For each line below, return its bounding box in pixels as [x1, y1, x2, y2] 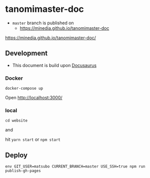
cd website [5, 118, 28, 123]
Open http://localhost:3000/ [5, 95, 63, 101]
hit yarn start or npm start [5, 136, 61, 142]
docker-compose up [5, 86, 43, 91]
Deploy [5, 151, 28, 159]
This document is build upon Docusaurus [12, 62, 97, 68]
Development [5, 49, 48, 58]
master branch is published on [12, 20, 74, 26]
